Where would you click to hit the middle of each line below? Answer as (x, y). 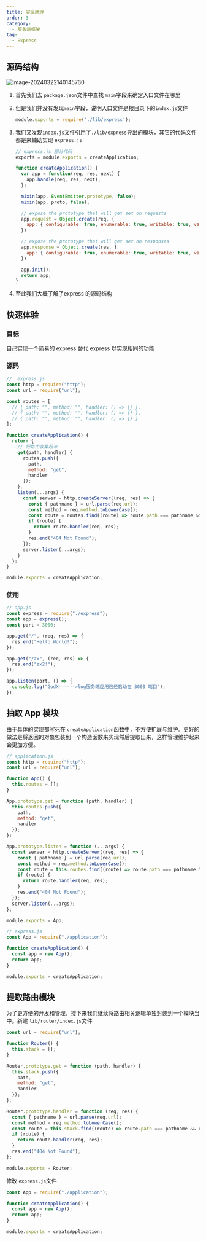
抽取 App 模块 (33, 713)
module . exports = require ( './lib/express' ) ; (73, 119)
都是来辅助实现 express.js (49, 139)
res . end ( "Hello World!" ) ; (45, 642)
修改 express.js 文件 (32, 1181)
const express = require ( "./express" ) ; (57, 614)
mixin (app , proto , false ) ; (55, 202)
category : (19, 23)
